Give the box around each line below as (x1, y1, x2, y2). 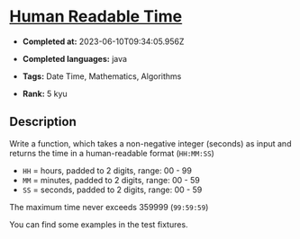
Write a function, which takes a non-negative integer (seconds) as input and (9, 137, 292, 149)
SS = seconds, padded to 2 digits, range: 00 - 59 (22, 184, 203, 195)
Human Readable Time (9, 6, 183, 27)
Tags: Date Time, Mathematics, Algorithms (22, 70, 182, 82)
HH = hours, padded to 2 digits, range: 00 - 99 (22, 164, 192, 176)
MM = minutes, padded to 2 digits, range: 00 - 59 (22, 174, 200, 185)
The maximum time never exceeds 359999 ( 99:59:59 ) (9, 201, 209, 212)
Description (9, 114, 77, 129)
